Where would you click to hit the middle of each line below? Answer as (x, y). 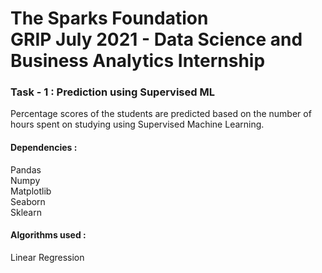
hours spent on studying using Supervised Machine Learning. (137, 124)
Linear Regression (47, 257)
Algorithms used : (48, 235)
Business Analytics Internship (138, 61)
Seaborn (28, 201)
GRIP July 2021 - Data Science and (156, 39)
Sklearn (26, 212)
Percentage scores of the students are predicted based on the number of (161, 114)
